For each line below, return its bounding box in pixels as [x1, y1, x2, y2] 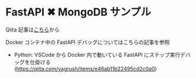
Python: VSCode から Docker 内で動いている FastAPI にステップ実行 [14, 51, 181, 58]
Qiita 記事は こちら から [5, 26, 60, 33]
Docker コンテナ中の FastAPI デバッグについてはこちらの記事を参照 [5, 38, 170, 45]
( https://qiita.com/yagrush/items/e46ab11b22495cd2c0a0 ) [14, 65, 157, 72]
